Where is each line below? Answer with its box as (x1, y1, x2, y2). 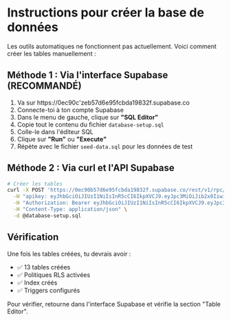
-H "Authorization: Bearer (13, 199, 91, 207)
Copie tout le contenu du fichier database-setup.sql (16, 120, 164, 129)
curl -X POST (7, 187, 45, 194)
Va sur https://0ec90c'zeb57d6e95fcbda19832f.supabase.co (16, 98, 190, 107)
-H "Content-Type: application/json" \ (13, 206, 128, 213)
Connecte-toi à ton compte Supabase (16, 105, 124, 114)
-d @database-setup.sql (13, 212, 81, 219)
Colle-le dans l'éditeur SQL (16, 127, 94, 135)
